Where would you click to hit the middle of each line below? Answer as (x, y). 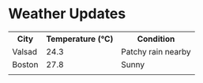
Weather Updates (67, 14)
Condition (156, 39)
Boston (25, 64)
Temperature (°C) (80, 39)
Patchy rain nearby (156, 51)
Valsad (25, 51)
